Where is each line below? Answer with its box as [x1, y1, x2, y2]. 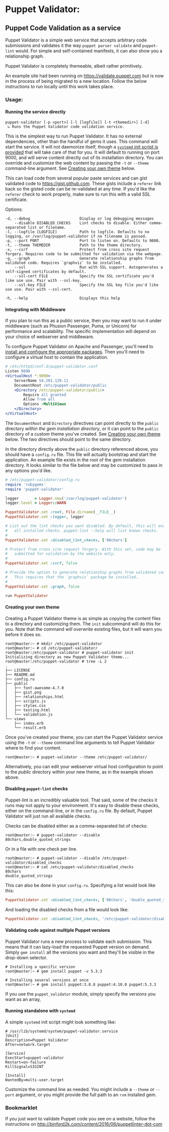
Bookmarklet [5, 1104, 38, 1111]
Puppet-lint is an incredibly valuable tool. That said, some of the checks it [5, 797, 157, 803]
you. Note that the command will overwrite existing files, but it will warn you [5, 626, 162, 632]
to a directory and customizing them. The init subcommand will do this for [5, 621, 161, 627]
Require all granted [23, 392, 66, 397]
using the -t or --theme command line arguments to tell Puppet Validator [5, 739, 155, 745]
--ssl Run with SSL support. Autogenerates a [14, 265, 163, 270]
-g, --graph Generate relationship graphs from [5, 256, 154, 261]
